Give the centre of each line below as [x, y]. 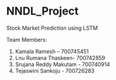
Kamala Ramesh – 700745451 [52, 51]
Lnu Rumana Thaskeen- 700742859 [60, 58]
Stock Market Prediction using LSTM [52, 28]
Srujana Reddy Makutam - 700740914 [63, 64]
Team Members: [27, 39]
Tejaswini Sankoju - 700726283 [55, 70]
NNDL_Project [43, 11]
